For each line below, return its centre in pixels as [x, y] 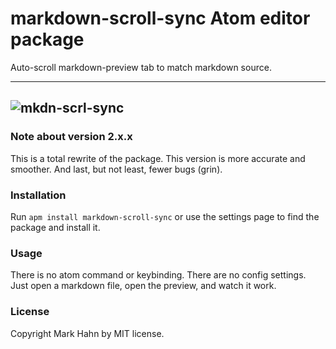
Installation [38, 195]
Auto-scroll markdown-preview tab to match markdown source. [141, 67]
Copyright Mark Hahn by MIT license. [87, 333]
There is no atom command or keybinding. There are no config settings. [158, 275]
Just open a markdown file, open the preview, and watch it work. [143, 286]
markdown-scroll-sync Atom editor [160, 18]
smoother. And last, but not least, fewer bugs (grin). [116, 169]
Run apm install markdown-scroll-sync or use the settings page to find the [165, 216]
